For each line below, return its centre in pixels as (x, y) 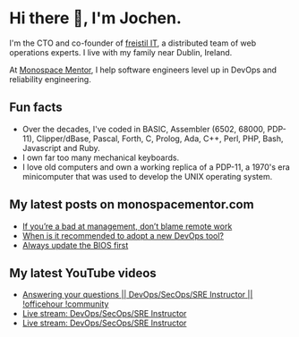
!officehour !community (65, 304)
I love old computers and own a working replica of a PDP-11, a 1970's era (156, 167)
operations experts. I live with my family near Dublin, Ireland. (121, 52)
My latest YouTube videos (83, 273)
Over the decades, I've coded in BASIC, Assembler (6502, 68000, (144, 129)
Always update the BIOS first (75, 245)
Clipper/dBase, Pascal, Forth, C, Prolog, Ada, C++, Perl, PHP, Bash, (160, 139)
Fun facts (36, 108)
